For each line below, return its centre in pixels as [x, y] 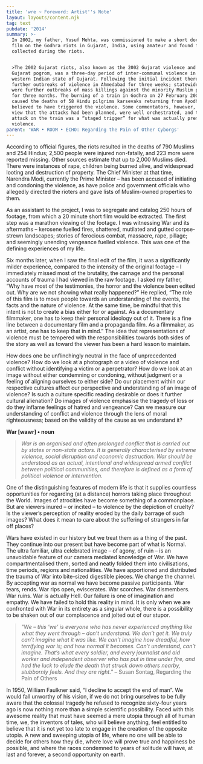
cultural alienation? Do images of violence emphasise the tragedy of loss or [100, 401]
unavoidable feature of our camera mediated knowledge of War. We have [97, 557]
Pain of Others [39, 679]
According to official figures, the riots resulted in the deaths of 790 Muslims [100, 147]
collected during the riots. [48, 51]
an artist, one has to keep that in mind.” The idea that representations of [96, 331]
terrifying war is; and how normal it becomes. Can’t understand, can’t [108, 646]
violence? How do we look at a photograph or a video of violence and [93, 362]
